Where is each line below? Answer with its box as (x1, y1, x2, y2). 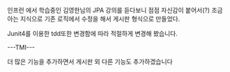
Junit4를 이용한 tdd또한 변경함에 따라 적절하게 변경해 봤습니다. (7, 30, 178, 37)
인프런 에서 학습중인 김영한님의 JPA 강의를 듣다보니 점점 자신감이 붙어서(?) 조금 (7, 6, 223, 14)
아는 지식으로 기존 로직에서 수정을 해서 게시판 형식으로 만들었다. (7, 15, 181, 23)
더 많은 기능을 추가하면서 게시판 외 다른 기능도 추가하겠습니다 (7, 57, 173, 66)
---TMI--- (7, 44, 36, 51)
